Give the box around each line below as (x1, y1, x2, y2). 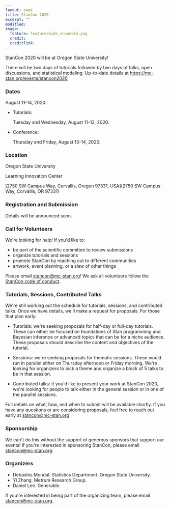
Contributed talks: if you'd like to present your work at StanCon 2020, (12, 381, 159, 387)
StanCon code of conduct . (5, 278, 61, 284)
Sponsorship (5, 425, 38, 432)
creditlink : (10, 41, 36, 46)
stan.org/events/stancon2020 (5, 75, 68, 81)
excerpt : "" (5, 17, 31, 22)
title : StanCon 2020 (5, 12, 49, 17)
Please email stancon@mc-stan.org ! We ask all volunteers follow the (5, 273, 149, 279)
